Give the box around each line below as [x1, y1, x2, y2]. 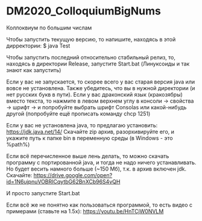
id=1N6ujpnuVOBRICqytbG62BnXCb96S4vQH [6, 178, 121, 185]
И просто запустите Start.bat [6, 189, 80, 196]
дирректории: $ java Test [6, 42, 71, 49]
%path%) [6, 141, 30, 148]
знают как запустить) [6, 66, 62, 73]
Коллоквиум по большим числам [6, 24, 92, 31]
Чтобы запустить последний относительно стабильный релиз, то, [6, 53, 176, 61]
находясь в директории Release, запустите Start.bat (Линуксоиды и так [6, 60, 190, 67]
